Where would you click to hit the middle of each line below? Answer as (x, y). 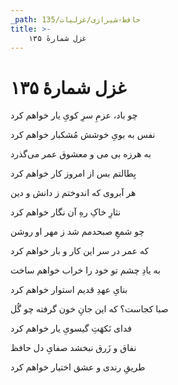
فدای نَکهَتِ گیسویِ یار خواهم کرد (71, 328)
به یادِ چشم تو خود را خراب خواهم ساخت (85, 270)
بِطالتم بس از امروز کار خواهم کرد (73, 173)
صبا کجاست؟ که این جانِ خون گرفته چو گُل (89, 309)
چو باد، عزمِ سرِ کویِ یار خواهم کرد (74, 115)
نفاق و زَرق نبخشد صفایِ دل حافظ (73, 348)
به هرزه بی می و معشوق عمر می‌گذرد (81, 154)
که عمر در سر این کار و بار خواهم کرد (80, 251)
